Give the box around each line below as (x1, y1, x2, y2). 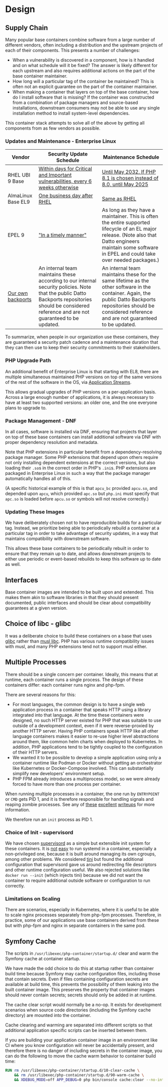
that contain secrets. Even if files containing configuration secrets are (5, 976, 148, 982)
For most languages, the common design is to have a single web (12, 701, 145, 707)
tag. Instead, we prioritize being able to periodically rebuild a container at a (5, 525, 159, 531)
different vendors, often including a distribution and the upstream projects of (5, 42, 163, 48)
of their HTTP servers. (12, 749, 58, 755)
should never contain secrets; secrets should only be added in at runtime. (5, 992, 157, 998)
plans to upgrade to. (5, 404, 47, 411)
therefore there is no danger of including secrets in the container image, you (5, 1047, 162, 1054)
